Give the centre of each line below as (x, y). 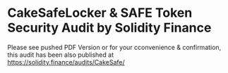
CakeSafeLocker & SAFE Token (100, 13)
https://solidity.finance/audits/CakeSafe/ (66, 62)
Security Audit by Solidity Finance (109, 28)
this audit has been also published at (61, 55)
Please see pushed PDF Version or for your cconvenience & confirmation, (114, 47)
